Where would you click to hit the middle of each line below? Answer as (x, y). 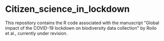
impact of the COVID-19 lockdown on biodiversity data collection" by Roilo (81, 28)
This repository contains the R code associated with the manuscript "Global (82, 23)
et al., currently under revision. (36, 33)
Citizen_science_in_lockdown (67, 9)
